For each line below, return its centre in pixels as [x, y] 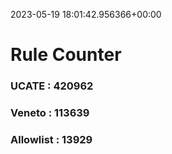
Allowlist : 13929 [51, 139]
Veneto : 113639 [50, 113]
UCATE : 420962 [52, 86]
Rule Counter [66, 55]
